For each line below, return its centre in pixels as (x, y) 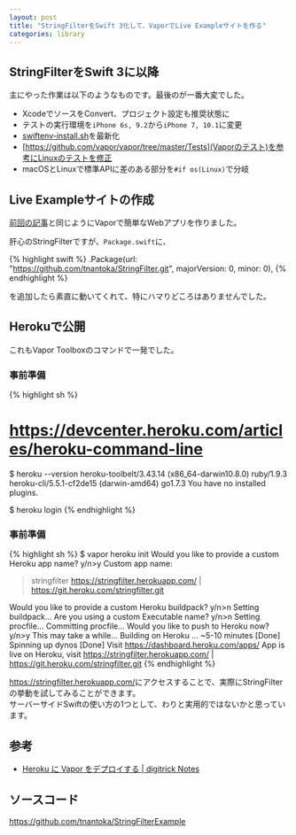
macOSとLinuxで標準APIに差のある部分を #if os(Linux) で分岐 (136, 169)
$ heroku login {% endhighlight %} (72, 510)
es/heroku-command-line (106, 449)
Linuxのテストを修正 (75, 158)
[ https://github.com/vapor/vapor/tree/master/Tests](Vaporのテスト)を (149, 147)
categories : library (47, 34)
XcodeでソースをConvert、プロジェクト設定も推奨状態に (126, 114)
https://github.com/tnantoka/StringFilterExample (97, 821)
